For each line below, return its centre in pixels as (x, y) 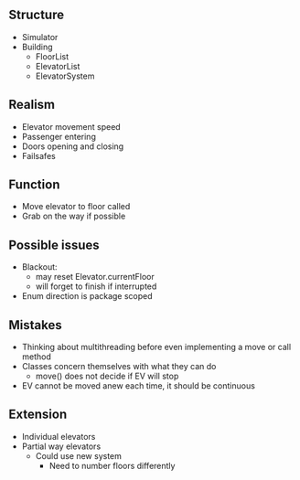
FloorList (52, 56)
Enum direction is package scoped (87, 296)
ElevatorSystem (65, 76)
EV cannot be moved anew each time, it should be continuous (138, 386)
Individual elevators (59, 436)
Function (34, 185)
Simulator (40, 37)
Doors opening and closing (73, 146)
